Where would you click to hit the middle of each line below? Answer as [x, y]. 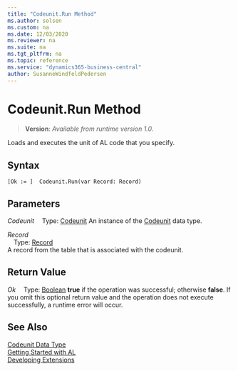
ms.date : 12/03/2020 [38, 34]
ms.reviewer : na [31, 41]
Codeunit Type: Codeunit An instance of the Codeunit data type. [105, 221]
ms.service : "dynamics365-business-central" [74, 67]
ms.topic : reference [38, 61]
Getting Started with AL [42, 352]
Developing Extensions [41, 360]
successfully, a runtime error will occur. [65, 305]
